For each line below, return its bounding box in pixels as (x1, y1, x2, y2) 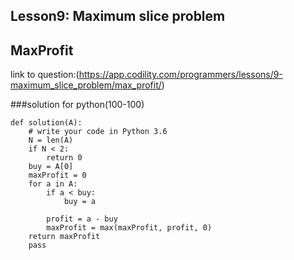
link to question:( (10, 69, 80, 81)
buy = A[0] (28, 162, 74, 172)
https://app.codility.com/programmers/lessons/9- (78, 69, 283, 81)
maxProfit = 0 (28, 170, 87, 181)
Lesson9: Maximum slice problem (10, 8, 226, 25)
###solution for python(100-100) (10, 99, 145, 111)
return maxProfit (28, 232, 101, 242)
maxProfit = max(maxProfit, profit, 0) (46, 223, 213, 233)
